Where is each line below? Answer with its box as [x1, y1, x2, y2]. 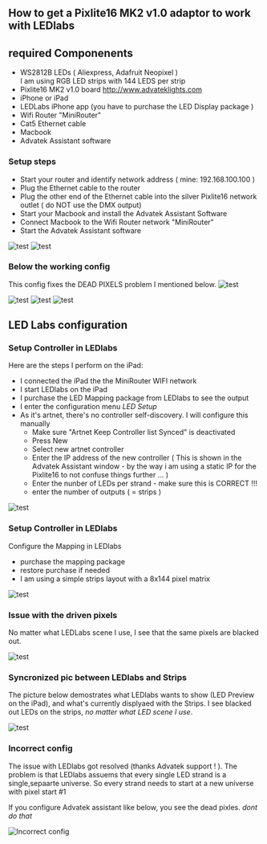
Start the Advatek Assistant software [19, 225, 142, 236]
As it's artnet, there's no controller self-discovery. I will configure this [19, 410, 249, 420]
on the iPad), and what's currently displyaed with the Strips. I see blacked [8, 699, 252, 708]
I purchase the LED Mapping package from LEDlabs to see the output [19, 393, 249, 403]
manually [19, 419, 51, 428]
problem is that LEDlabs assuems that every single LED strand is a [8, 769, 227, 779]
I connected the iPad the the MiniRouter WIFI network [19, 376, 197, 386]
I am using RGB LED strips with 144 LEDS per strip [19, 76, 186, 86]
